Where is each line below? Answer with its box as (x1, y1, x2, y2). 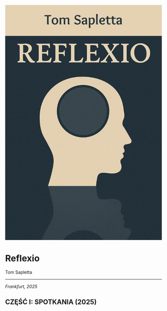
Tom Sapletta (5, 269, 32, 275)
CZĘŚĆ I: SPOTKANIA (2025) (5, 298, 97, 307)
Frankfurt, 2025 (5, 283, 38, 289)
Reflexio (5, 252, 40, 264)
